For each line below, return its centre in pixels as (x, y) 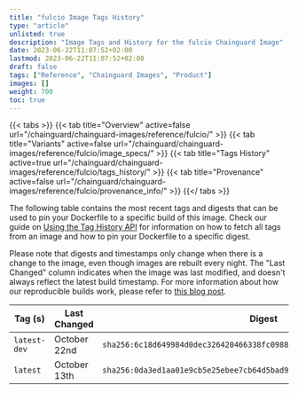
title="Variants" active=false (61, 144)
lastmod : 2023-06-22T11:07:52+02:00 (77, 59)
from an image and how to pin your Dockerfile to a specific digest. (130, 237)
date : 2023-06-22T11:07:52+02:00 (71, 51)
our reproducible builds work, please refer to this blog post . (118, 291)
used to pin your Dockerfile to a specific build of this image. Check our (138, 217)
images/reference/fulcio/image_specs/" (82, 153)
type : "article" (39, 26)
